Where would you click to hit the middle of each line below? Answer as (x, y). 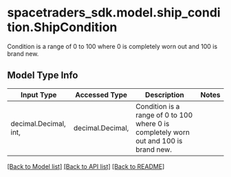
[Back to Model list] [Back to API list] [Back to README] (86, 166)
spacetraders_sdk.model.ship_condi (114, 13)
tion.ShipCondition (62, 27)
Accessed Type (101, 94)
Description (165, 94)
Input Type (38, 94)
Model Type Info (43, 75)
